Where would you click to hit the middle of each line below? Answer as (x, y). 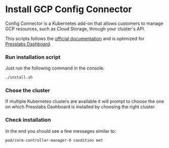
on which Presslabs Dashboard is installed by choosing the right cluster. (80, 107)
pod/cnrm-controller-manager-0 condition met (54, 140)
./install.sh (19, 78)
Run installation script (33, 57)
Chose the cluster (28, 91)
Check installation (28, 120)
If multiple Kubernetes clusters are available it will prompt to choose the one (85, 101)
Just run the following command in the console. (55, 68)
